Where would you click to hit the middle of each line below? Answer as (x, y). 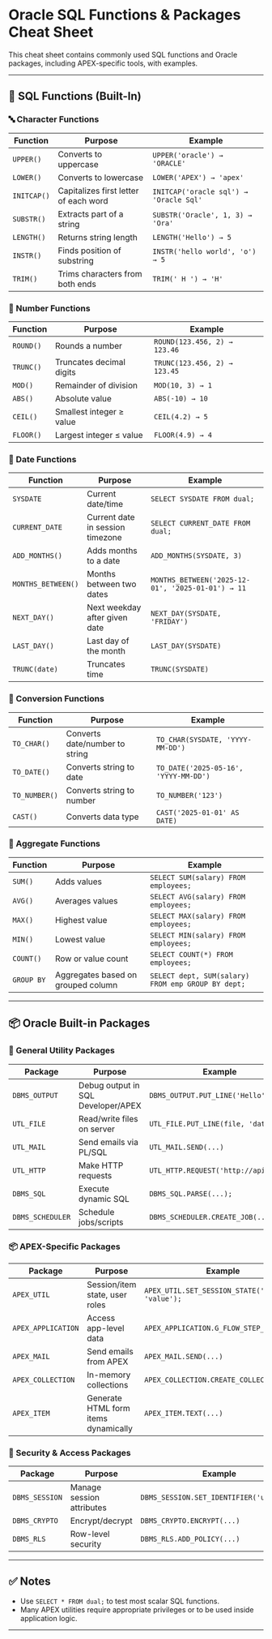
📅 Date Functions (42, 459)
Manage (86, 1487)
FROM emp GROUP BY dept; (197, 984)
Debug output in (109, 1085)
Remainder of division (97, 385)
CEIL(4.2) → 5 (181, 416)
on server (96, 1129)
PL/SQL (93, 1152)
